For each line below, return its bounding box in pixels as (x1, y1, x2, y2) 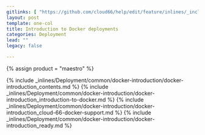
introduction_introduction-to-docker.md (6, 95, 106, 103)
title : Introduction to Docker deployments (6, 26, 119, 32)
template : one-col (6, 20, 53, 26)
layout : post (6, 15, 40, 21)
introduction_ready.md (6, 122, 63, 129)
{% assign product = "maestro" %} (6, 64, 95, 72)
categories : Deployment (6, 32, 67, 38)
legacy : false (6, 43, 43, 49)
